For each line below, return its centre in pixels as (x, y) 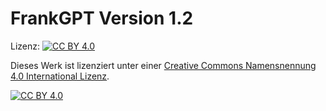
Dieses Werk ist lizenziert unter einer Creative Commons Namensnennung (163, 65)
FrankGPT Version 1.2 (102, 18)
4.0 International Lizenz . (60, 76)
